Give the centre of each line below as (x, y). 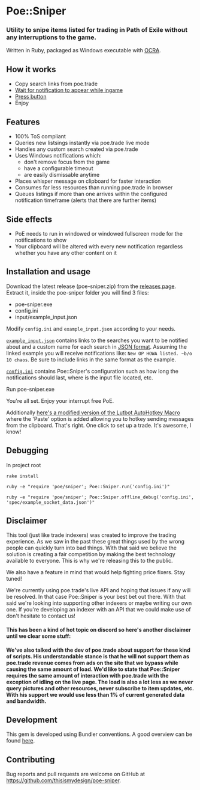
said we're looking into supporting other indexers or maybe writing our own (99, 603)
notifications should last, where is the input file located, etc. (80, 378)
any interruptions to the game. (51, 37)
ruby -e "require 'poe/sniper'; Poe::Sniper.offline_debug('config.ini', (100, 497)
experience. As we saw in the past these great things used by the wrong (95, 542)
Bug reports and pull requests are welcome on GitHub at (76, 774)
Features (23, 122)
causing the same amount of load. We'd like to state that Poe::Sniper (93, 669)
